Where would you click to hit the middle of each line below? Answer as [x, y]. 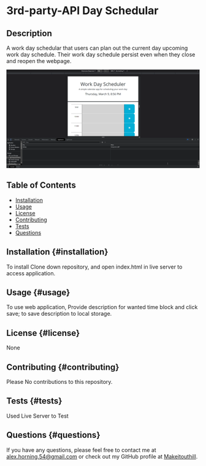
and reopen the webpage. [39, 61]
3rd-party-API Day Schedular [82, 11]
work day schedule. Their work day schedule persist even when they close [101, 55]
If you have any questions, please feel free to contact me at [81, 450]
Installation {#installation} [57, 252]
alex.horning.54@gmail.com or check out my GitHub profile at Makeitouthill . [102, 456]
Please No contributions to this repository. [59, 381]
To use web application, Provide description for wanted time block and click [102, 307]
